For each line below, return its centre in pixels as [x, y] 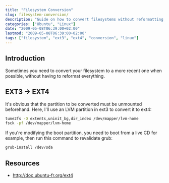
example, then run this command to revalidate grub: [59, 138]
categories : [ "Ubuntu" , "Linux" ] [40, 24]
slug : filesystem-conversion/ [37, 15]
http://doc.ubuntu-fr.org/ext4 [43, 175]
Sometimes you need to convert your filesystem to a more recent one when [84, 71]
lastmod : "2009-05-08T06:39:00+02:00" [46, 33]
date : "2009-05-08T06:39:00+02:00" [43, 29]
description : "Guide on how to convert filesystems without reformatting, [86, 19]
